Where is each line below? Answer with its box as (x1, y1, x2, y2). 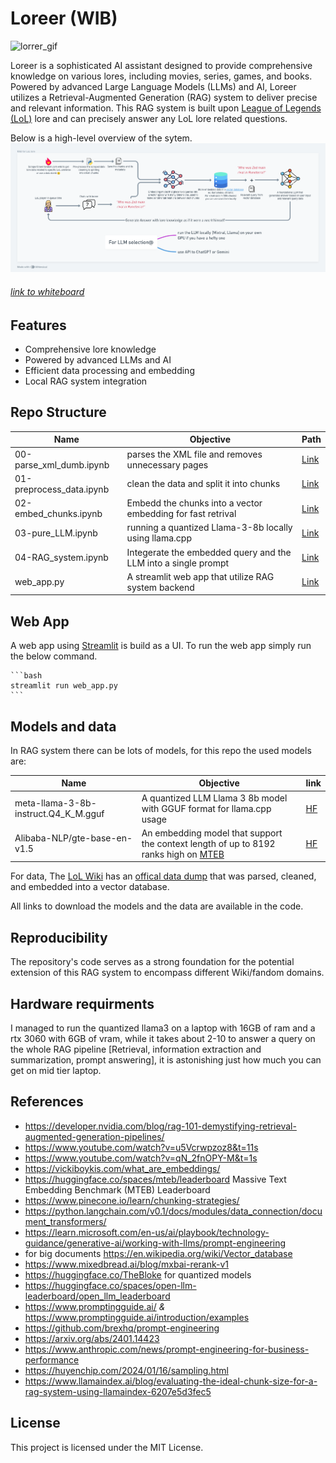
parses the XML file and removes (126, 448, 263, 460)
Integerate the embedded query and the (126, 546, 292, 558)
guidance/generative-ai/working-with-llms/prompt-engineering (24, 1237, 287, 1249)
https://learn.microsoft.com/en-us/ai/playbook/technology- (24, 1226, 270, 1238)
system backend (126, 581, 195, 593)
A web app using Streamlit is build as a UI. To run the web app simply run (10, 640, 312, 652)
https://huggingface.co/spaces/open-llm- (24, 1279, 197, 1291)
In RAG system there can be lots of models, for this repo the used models (10, 744, 312, 756)
